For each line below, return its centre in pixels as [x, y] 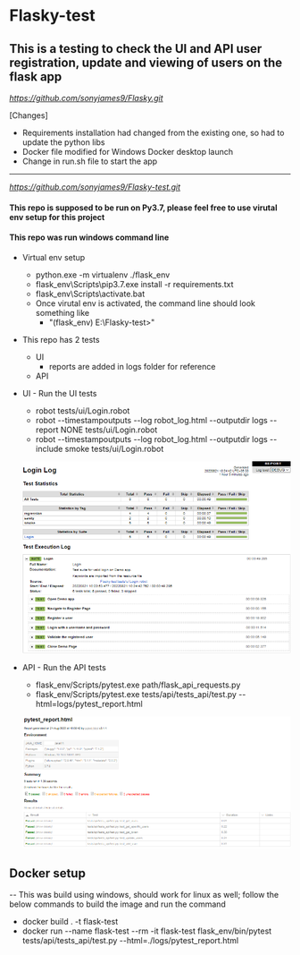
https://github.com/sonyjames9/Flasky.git [86, 98]
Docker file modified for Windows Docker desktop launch [128, 152]
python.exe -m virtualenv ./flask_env [103, 275]
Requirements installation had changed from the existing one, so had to [153, 132]
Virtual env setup [54, 257]
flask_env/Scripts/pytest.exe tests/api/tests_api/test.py [136, 695]
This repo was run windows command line [89, 237]
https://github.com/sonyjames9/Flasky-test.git [95, 187]
